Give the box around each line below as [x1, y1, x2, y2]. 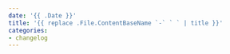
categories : [8, 26, 48, 34]
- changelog [8, 33, 48, 42]
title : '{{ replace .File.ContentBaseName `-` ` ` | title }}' [8, 19, 224, 27]
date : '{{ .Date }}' [8, 11, 77, 20]
